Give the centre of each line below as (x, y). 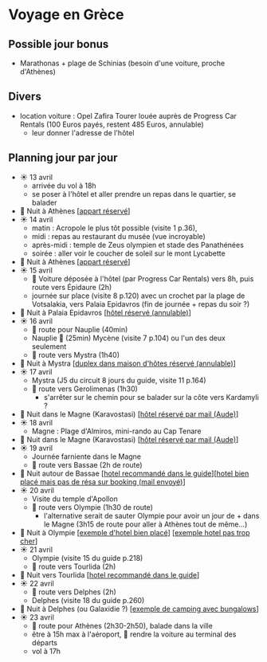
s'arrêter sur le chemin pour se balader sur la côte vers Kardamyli (151, 397)
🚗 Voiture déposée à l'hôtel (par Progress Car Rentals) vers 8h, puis (143, 278)
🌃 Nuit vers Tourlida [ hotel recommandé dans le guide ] (110, 574)
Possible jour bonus (59, 44)
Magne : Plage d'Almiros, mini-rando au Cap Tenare (116, 431)
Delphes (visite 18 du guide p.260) (88, 600)
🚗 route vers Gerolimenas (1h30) (84, 389)
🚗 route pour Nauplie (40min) (80, 329)
